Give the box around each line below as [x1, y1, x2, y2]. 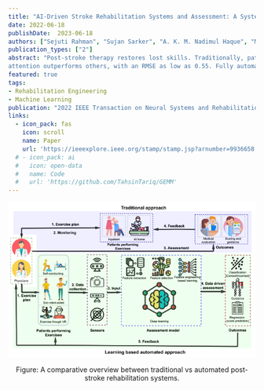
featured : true [8, 71, 58, 78]
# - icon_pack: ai [15, 153, 76, 161]
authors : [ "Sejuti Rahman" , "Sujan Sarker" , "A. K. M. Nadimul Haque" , [8, 38, 247, 46]
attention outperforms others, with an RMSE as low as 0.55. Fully [8, 63, 234, 71]
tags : [8, 78, 26, 86]
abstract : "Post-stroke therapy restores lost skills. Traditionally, [8, 54, 244, 62]
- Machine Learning [8, 95, 72, 104]
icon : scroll [22, 129, 65, 137]
